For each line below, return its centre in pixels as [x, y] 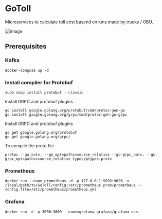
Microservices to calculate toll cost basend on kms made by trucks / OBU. [79, 22]
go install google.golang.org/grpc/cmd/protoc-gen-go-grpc [66, 114]
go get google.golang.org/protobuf [41, 132]
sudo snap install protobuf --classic [44, 93]
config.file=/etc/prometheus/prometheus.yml [51, 189]
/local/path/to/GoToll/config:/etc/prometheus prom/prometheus [71, 185]
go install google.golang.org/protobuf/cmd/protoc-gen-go [65, 110]
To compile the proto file [30, 145]
